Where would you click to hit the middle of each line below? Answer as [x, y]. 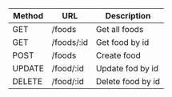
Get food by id [122, 42]
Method [28, 16]
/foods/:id [70, 42]
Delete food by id [128, 81]
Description [128, 16]
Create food [118, 55]
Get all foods [120, 29]
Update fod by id [127, 69]
